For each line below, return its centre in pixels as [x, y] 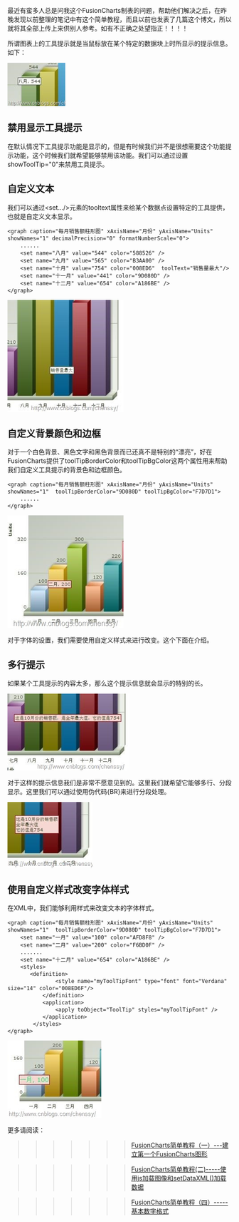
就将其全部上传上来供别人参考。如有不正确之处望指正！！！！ [98, 28]
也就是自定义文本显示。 [42, 216]
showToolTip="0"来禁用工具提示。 [58, 164]
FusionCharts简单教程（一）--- [177, 1145]
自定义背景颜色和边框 [54, 434]
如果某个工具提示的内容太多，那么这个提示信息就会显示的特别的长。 [107, 683]
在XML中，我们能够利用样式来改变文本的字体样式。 [83, 908]
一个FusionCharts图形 [175, 1154]
